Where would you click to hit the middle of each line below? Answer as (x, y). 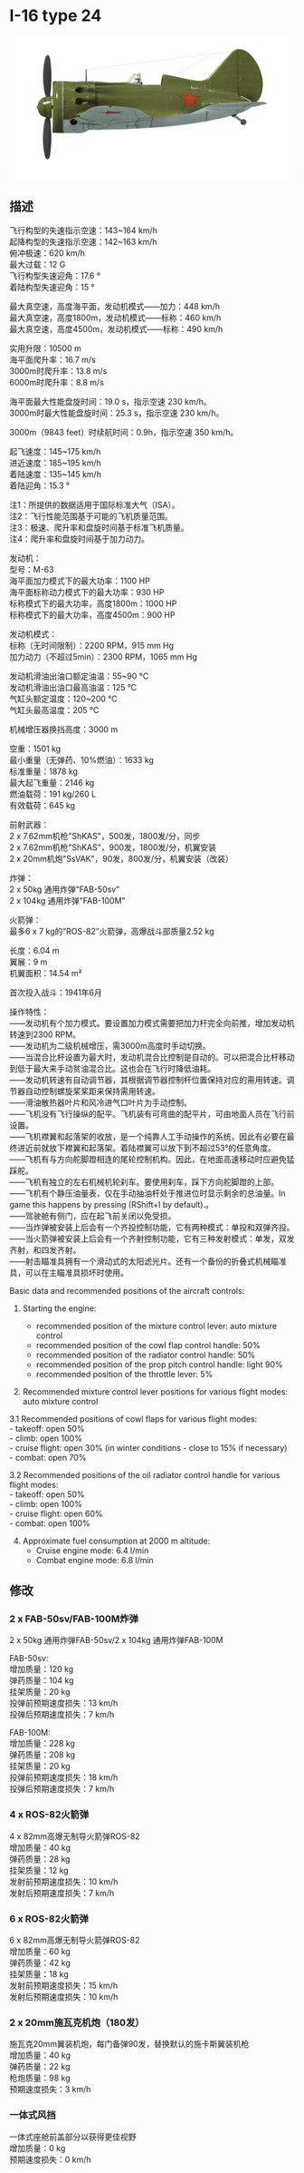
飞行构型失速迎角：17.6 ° (55, 275)
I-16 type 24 (56, 16)
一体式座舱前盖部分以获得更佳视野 (73, 2137)
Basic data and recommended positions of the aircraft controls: (127, 1290)
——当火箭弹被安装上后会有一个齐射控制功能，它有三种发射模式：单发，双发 (152, 1238)
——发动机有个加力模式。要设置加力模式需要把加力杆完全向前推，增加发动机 (152, 1023)
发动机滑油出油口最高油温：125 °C (73, 687)
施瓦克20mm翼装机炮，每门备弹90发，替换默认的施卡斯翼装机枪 (129, 2044)
